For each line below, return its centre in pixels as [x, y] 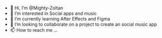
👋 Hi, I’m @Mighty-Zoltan [37, 8]
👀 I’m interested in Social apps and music [53, 13]
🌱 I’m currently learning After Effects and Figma [60, 19]
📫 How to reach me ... [34, 30]
